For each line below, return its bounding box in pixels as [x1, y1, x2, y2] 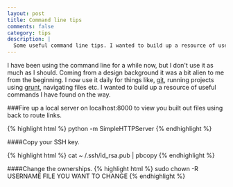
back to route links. [7, 111, 62, 119]
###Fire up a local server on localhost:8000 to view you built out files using [7, 104, 223, 112]
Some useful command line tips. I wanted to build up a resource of [13, 42, 216, 49]
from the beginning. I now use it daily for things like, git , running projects [7, 76, 214, 83]
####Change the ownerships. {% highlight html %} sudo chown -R [7, 165, 199, 173]
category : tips [7, 29, 51, 37]
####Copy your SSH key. [7, 138, 80, 146]
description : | [7, 36, 51, 43]
